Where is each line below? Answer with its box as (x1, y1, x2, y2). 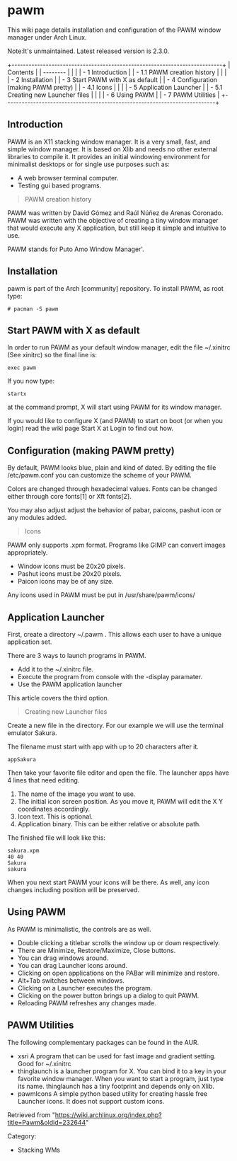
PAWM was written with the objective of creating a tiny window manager (7, 216, 219, 224)
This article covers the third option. (7, 694, 110, 702)
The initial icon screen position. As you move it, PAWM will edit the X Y (17, 797, 224, 805)
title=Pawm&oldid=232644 (7, 1118, 86, 1126)
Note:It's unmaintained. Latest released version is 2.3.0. (7, 47, 170, 55)
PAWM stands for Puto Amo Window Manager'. (7, 245, 145, 253)
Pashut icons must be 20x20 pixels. (17, 570, 122, 578)
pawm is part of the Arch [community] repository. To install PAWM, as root (7, 284, 224, 292)
